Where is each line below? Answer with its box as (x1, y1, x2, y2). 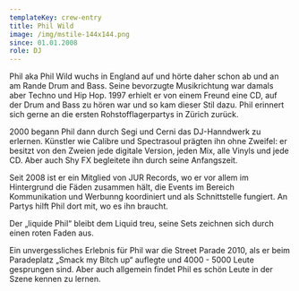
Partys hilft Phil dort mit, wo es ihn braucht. (9, 201, 168, 211)
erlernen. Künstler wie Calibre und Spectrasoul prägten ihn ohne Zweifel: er (9, 136, 288, 147)
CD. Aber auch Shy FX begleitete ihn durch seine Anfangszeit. (9, 155, 238, 166)
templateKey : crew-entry (9, 13, 102, 22)
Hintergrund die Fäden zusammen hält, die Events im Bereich (9, 182, 235, 193)
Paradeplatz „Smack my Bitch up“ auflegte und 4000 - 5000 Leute (9, 254, 255, 265)
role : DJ (9, 47, 42, 56)
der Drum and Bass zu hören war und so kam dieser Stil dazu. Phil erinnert (9, 99, 285, 110)
